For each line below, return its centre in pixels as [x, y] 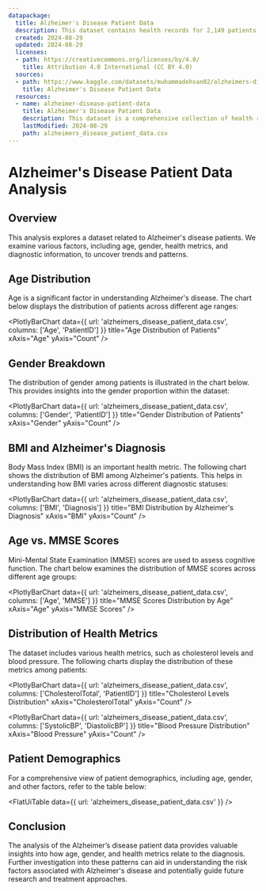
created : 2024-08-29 [49, 38]
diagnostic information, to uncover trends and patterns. [98, 254]
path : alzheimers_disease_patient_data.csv [95, 133]
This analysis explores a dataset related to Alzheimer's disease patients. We [132, 237]
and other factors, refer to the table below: [77, 786]
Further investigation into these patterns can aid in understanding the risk [128, 863]
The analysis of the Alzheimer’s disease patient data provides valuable [123, 846]
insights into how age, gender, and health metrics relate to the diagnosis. [127, 854]
